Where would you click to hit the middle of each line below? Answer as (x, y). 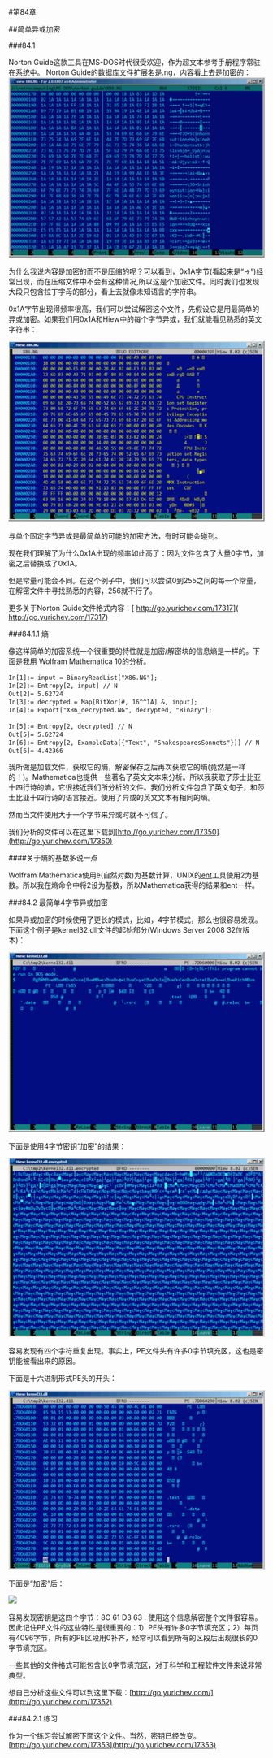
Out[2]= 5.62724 (36, 694)
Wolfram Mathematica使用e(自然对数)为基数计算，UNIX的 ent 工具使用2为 (130, 875)
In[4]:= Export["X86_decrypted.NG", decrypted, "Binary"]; (110, 710)
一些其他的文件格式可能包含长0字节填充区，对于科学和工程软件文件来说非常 (135, 1665)
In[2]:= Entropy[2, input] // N (63, 686)
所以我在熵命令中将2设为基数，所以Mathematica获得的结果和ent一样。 (141, 885)
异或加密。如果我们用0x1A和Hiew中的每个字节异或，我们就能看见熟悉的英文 (135, 318)
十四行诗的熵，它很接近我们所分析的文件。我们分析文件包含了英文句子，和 (133, 787)
